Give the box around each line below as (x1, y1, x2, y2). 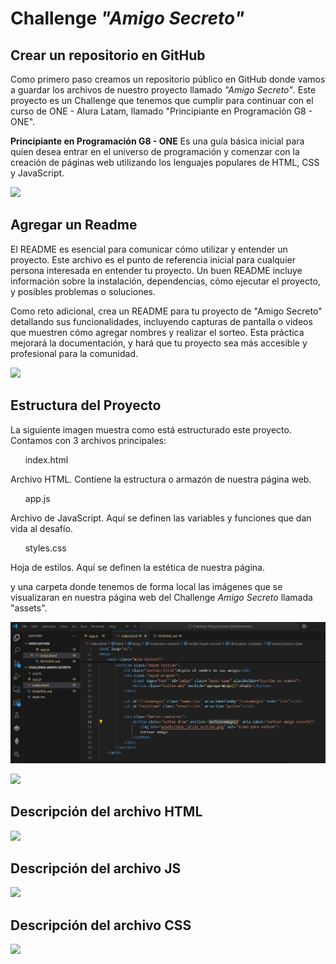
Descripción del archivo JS (10, 860, 182, 877)
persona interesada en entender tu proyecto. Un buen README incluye (10, 264, 303, 276)
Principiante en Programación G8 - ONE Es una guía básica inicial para (10, 135, 305, 147)
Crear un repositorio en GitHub (10, 47, 206, 64)
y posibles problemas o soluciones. (10, 285, 157, 297)
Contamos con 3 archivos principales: (10, 434, 167, 446)
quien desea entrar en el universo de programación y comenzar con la (10, 146, 300, 157)
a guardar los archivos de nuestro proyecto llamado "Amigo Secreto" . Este (10, 84, 317, 96)
